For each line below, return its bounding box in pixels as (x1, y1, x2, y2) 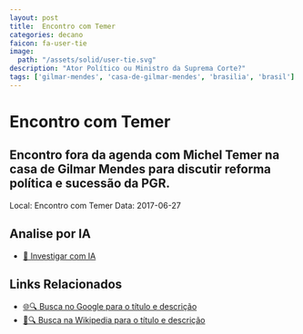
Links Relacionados (9, 276, 123, 291)
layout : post (9, 13, 59, 23)
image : (9, 47, 35, 56)
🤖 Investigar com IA (22, 250, 96, 261)
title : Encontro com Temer (9, 22, 116, 31)
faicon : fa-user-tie (9, 38, 88, 48)
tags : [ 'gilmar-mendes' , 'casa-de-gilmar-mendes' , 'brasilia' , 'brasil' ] (9, 73, 296, 82)
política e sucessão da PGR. (9, 176, 170, 192)
